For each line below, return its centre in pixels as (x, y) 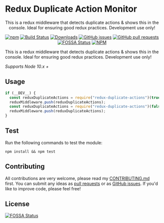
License (17, 204)
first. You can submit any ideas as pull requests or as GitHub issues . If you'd (82, 183)
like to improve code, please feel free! (43, 188)
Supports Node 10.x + (27, 66)
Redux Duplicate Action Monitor (71, 9)
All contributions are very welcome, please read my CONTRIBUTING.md (77, 178)
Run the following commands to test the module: (54, 142)
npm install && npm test (30, 152)
